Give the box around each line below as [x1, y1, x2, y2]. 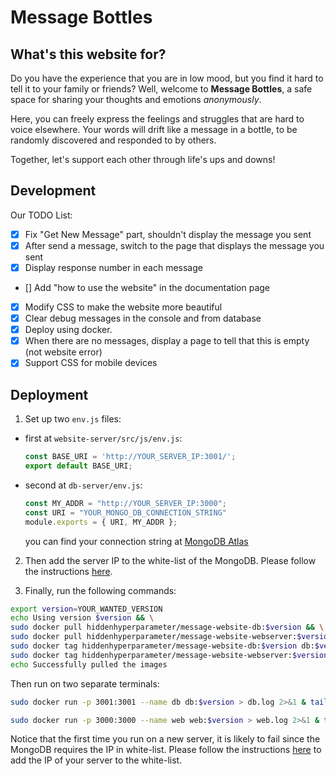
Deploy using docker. [24, 324, 113, 336]
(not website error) [24, 346, 103, 358]
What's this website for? [10, 46, 167, 63]
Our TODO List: [10, 209, 73, 221]
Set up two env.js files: [24, 413, 122, 425]
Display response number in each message [24, 261, 203, 273]
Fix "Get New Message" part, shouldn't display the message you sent [24, 228, 312, 240]
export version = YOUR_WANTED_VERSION [10, 604, 163, 614]
